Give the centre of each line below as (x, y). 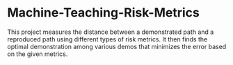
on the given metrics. (38, 54)
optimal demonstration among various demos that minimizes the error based (117, 46)
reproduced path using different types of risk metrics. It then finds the (107, 39)
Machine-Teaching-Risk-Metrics (103, 13)
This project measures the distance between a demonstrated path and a (111, 32)
